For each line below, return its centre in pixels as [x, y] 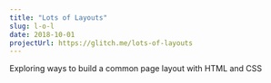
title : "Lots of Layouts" [58, 18]
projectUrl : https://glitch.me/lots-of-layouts [101, 43]
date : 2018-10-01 [42, 34]
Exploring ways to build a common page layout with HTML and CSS [136, 69]
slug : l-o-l [32, 26]
